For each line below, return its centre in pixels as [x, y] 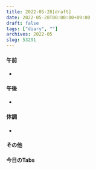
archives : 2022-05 [29, 34]
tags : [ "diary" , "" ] [32, 29]
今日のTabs [21, 160]
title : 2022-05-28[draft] [39, 12]
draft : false [23, 23]
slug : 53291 [21, 40]
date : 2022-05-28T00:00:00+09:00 [48, 18]
